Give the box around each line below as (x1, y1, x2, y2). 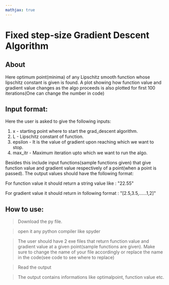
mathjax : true (5, 7, 36, 13)
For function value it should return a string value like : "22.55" (5, 180, 134, 186)
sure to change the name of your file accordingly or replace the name (17, 249, 163, 255)
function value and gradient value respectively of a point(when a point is (5, 165, 157, 171)
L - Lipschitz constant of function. (12, 133, 84, 140)
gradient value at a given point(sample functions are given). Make (17, 244, 155, 250)
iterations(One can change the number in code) (5, 90, 105, 96)
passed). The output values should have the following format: (5, 170, 133, 177)
